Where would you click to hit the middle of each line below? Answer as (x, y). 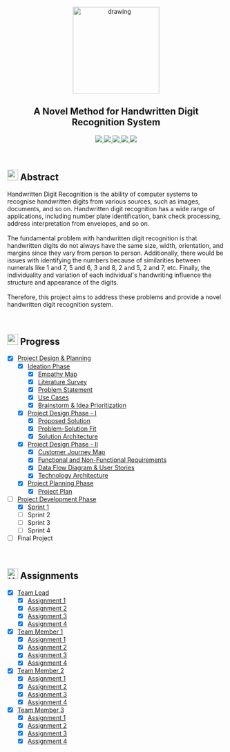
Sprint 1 (38, 507)
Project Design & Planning (54, 358)
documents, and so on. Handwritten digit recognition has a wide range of (111, 208)
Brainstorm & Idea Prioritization (82, 405)
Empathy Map (58, 374)
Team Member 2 (40, 671)
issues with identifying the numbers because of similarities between (104, 260)
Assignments (49, 576)
